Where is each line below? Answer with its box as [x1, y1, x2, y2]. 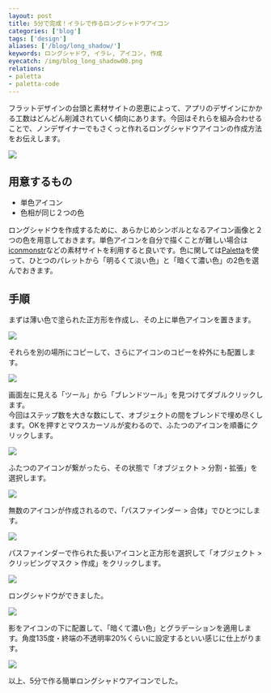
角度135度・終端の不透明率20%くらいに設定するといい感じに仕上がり [21, 634, 255, 643]
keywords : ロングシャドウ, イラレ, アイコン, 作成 [8, 49, 163, 58]
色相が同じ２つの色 [19, 208, 85, 217]
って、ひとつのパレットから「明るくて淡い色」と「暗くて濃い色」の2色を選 [8, 256, 260, 265]
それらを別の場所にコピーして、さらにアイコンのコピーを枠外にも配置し [8, 347, 249, 357]
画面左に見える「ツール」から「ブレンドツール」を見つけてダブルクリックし [8, 390, 264, 400]
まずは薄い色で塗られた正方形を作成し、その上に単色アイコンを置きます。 [8, 315, 256, 325]
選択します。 [8, 473, 51, 483]
